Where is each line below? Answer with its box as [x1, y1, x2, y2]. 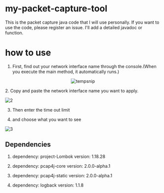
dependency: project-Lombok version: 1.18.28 [12, 154, 105, 159]
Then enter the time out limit [12, 107, 70, 113]
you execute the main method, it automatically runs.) [12, 69, 120, 75]
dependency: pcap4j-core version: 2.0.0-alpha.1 [12, 163, 111, 169]
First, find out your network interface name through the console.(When [12, 63, 157, 69]
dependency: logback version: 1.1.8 [12, 182, 84, 188]
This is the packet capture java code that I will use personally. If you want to [5, 19, 160, 25]
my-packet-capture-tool [5, 3, 108, 14]
